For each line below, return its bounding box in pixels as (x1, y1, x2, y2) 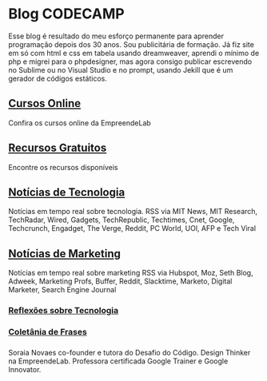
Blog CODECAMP (8, 5, 126, 23)
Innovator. (8, 365, 42, 375)
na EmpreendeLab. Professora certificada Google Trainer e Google (8, 356, 229, 366)
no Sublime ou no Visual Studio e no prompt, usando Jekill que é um (8, 65, 233, 74)
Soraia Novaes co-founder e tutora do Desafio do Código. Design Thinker (8, 348, 251, 358)
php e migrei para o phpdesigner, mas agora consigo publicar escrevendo (8, 57, 253, 66)
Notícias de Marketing (8, 247, 122, 260)
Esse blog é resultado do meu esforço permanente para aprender (8, 31, 224, 41)
